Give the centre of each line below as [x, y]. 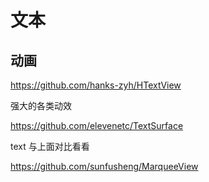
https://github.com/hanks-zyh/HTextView [96, 85]
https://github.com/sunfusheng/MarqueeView [104, 166]
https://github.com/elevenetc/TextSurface [97, 125]
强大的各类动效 [41, 105]
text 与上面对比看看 [50, 146]
